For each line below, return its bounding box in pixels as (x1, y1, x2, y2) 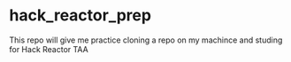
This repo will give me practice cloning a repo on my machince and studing (9, 35, 283, 45)
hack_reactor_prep (9, 5, 152, 26)
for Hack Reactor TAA (9, 43, 88, 54)
